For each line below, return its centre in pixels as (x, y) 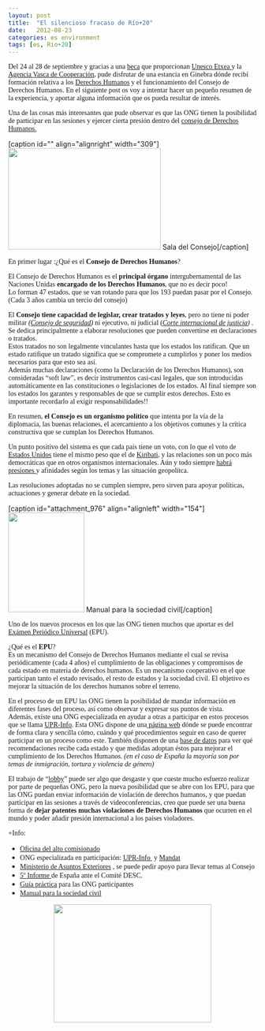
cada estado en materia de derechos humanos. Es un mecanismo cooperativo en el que (127, 671)
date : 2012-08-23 (40, 30)
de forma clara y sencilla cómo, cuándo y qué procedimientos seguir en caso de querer (127, 733)
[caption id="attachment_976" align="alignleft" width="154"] (106, 508)
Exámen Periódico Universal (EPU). (58, 633)
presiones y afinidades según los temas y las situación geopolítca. (99, 471)
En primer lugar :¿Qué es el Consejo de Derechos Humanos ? (95, 262)
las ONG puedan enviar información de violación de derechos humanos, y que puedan (127, 795)
